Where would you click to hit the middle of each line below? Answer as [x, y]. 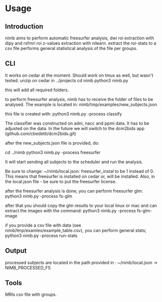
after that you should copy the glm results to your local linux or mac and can [81, 205]
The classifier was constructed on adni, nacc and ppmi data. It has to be [77, 123]
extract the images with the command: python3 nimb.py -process [71, 210]
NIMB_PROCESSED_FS [28, 268]
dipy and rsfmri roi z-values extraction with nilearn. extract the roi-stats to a [81, 43]
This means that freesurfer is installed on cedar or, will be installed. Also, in [80, 176]
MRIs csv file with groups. [31, 295]
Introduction [24, 26]
